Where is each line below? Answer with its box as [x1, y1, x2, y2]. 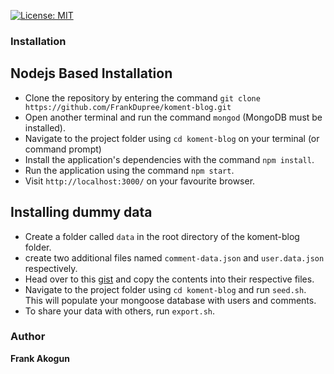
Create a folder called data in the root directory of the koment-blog [24, 230, 300, 242]
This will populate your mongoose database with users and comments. [24, 294, 317, 306]
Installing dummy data [10, 204, 153, 221]
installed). [24, 121, 67, 134]
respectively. [24, 262, 78, 274]
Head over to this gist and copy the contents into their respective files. [24, 273, 315, 285]
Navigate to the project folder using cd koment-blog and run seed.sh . [24, 283, 307, 295]
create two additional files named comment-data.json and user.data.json [24, 251, 325, 264]
